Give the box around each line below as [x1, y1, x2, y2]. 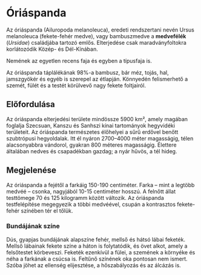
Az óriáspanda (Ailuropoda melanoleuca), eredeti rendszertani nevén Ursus [6, 26, 195, 33]
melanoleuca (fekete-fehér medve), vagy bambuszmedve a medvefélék [6, 32, 186, 39]
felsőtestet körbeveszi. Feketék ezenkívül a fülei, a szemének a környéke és [6, 248, 196, 256]
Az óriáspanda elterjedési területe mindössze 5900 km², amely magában [6, 115, 188, 122]
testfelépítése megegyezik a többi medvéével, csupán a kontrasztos [6, 200, 176, 208]
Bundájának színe [6, 222, 60, 230]
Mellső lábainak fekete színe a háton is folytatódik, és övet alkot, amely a [6, 242, 188, 250]
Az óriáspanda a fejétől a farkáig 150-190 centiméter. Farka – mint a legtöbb [6, 181, 195, 188]
